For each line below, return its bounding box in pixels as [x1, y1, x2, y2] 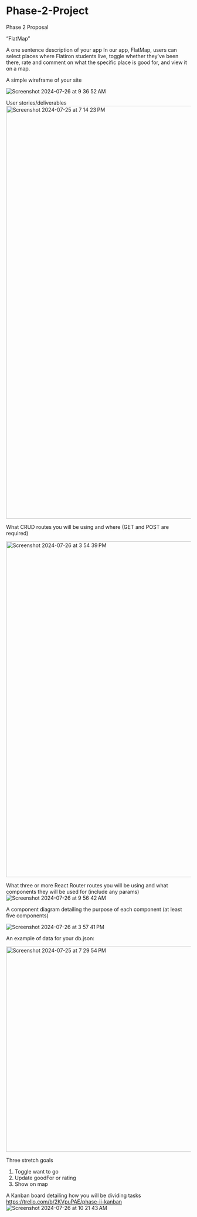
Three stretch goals [6, 1156, 54, 1164]
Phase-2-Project [6, 4, 89, 18]
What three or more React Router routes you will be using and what [6, 881, 168, 889]
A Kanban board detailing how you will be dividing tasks [6, 1192, 141, 1199]
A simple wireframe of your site [6, 76, 82, 83]
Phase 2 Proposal [6, 24, 49, 31]
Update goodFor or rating [14, 1174, 76, 1181]
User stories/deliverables [6, 99, 67, 106]
